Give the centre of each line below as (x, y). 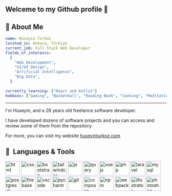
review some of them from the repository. (49, 125)
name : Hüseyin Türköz (28, 39)
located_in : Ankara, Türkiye (36, 43)
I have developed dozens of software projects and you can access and (80, 120)
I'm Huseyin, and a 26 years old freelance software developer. (71, 110)
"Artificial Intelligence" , (44, 72)
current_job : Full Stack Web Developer (48, 48)
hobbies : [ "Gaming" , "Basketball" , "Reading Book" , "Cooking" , (74, 96)
